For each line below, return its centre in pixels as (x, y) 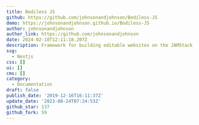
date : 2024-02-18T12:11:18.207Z (47, 40)
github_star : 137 (28, 107)
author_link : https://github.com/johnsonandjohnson (72, 34)
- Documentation (32, 85)
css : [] (16, 62)
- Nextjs (23, 56)
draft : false (23, 90)
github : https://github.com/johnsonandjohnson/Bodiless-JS (82, 17)
